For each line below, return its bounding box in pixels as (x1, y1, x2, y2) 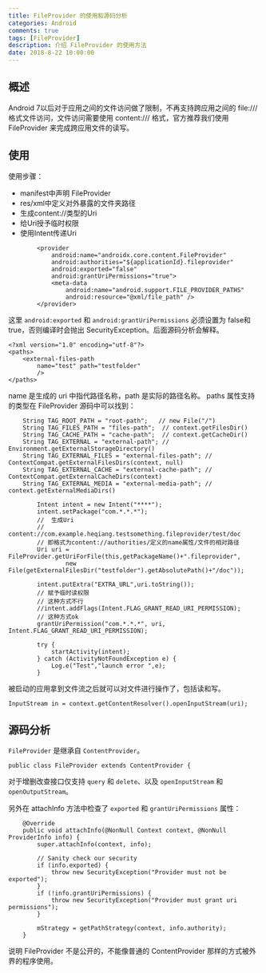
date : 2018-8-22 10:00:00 (8, 49, 94, 57)
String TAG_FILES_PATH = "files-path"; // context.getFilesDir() (22, 424, 248, 432)
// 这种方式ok (37, 612, 79, 621)
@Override (22, 820, 56, 828)
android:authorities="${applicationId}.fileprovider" (50, 258, 234, 266)
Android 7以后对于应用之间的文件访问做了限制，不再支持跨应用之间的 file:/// (8, 103, 258, 113)
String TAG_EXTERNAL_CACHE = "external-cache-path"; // (22, 465, 213, 473)
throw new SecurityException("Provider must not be (50, 868, 227, 876)
